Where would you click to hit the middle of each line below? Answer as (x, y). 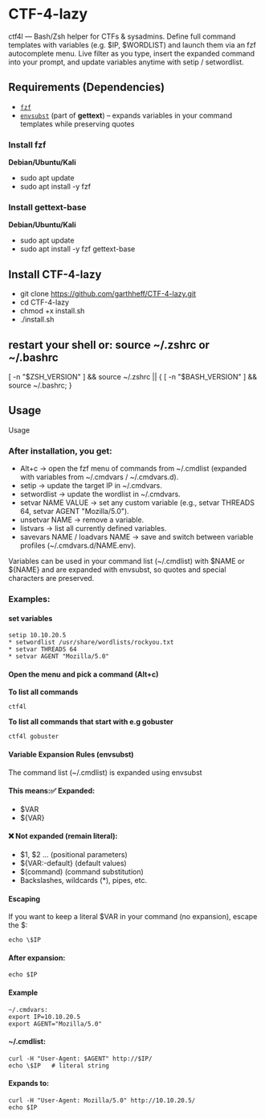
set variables (31, 618)
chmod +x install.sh (52, 311)
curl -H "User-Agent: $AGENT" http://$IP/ (80, 1059)
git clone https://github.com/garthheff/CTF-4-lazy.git (108, 294)
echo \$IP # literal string (59, 1065)
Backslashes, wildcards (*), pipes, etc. (83, 881)
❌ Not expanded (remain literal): (63, 836)
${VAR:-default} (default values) (73, 864)
